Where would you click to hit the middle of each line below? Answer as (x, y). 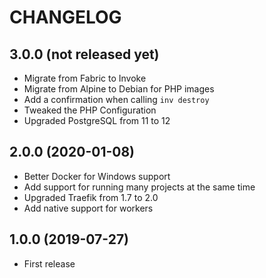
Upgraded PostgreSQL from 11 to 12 (97, 120)
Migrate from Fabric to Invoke (85, 78)
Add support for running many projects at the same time (139, 187)
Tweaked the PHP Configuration (90, 110)
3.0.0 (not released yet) (84, 54)
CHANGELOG (65, 17)
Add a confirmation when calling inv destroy (116, 99)
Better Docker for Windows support (97, 176)
